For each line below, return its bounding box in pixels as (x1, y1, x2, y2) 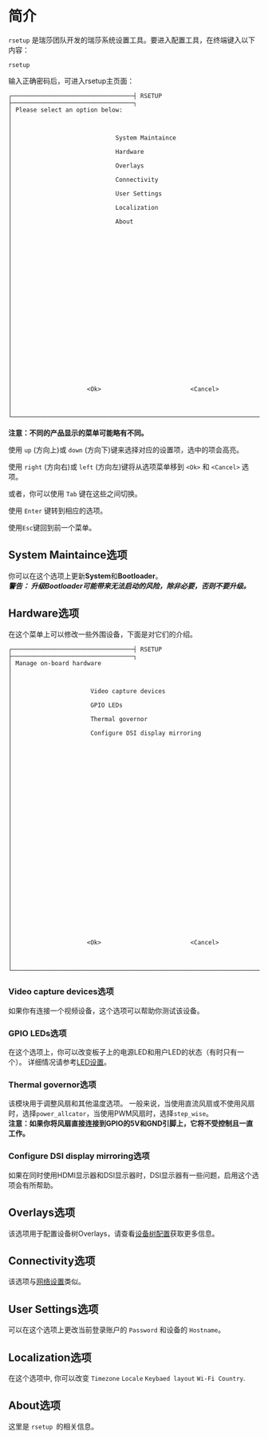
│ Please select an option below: (8, 105, 124, 114)
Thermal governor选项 (8, 1079, 97, 1090)
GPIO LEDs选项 (8, 1027, 67, 1039)
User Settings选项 (8, 1302, 99, 1316)
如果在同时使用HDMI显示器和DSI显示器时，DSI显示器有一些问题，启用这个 (8, 1170, 253, 1180)
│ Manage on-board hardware (8, 659, 102, 667)
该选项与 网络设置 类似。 (8, 1277, 85, 1287)
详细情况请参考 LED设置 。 (27, 1058, 112, 1067)
